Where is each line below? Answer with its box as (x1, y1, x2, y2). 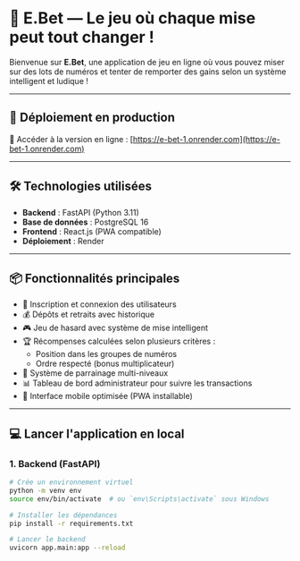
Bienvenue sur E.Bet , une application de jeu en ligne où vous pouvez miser (9, 56, 285, 67)
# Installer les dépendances (9, 510, 118, 520)
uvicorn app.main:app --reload (9, 543, 126, 553)
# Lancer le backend (9, 535, 87, 544)
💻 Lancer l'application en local (9, 426, 185, 441)
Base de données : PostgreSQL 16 (21, 217, 149, 227)
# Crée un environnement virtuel (9, 478, 134, 487)
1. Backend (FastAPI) (9, 457, 101, 470)
